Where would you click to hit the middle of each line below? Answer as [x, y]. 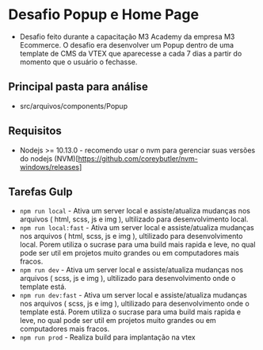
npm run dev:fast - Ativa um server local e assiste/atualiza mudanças [133, 295]
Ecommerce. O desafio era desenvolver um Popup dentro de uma [127, 44]
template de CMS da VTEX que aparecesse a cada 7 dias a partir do [131, 53]
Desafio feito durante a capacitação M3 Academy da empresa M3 [127, 37]
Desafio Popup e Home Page [104, 15]
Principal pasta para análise [78, 87]
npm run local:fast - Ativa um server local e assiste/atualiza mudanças [137, 228]
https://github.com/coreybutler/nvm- [138, 158]
